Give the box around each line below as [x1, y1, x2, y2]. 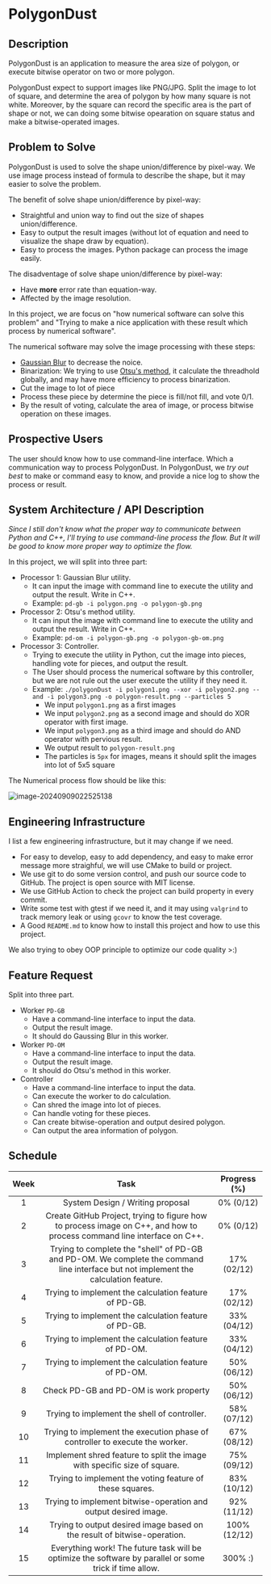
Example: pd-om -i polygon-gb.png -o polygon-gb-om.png [31, 633, 224, 642]
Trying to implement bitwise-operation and [44, 1496, 208, 1507]
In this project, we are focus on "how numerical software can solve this [8, 309, 244, 318]
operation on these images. [19, 409, 111, 419]
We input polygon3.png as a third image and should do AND [44, 726, 241, 735]
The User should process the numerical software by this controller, [31, 668, 254, 677]
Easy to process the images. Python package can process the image [19, 244, 248, 255]
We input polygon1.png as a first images [44, 700, 176, 710]
